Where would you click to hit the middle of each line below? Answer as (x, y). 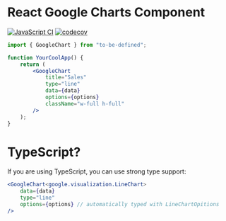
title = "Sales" (66, 78)
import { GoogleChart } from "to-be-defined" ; (77, 45)
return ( (33, 64)
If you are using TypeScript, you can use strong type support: (97, 171)
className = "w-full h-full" (85, 103)
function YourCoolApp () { (45, 57)
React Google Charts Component (106, 12)
